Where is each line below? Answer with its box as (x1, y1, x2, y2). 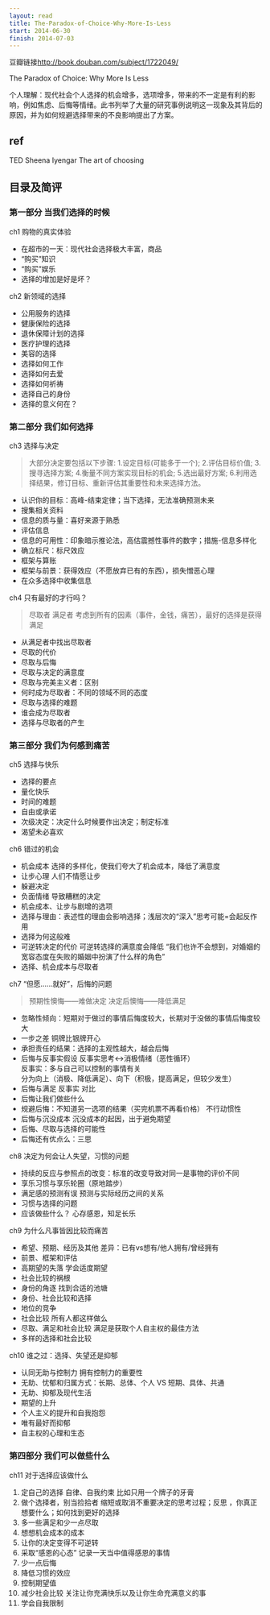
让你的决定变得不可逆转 (20, 1538, 99, 1547)
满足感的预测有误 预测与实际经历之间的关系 (20, 1189, 164, 1199)
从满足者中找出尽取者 (20, 637, 92, 647)
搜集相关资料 (20, 505, 63, 516)
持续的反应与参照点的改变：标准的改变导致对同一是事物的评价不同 (20, 1169, 239, 1178)
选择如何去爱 (20, 368, 63, 379)
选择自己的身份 (20, 388, 71, 399)
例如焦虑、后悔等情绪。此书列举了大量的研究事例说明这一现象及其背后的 (22, 100, 263, 110)
